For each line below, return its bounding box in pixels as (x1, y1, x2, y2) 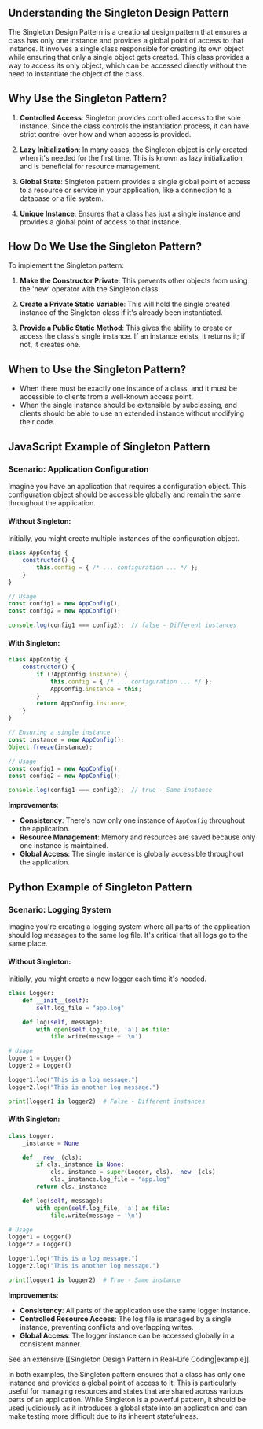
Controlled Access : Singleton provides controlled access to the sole (19, 113, 242, 122)
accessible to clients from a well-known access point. (19, 392, 194, 402)
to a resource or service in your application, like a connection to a (19, 185, 232, 194)
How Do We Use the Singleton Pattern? (8, 240, 203, 254)
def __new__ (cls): (22, 1153, 82, 1161)
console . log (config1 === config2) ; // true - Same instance (8, 787, 213, 794)
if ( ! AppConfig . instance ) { (36, 670, 128, 678)
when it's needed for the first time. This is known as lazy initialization (19, 153, 243, 162)
